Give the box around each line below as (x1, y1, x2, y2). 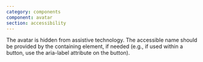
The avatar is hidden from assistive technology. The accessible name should (6, 37, 198, 44)
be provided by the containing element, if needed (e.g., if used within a (6, 43, 184, 50)
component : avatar (6, 14, 53, 20)
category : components (6, 8, 61, 15)
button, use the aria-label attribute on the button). (6, 49, 130, 57)
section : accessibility (6, 20, 67, 26)
